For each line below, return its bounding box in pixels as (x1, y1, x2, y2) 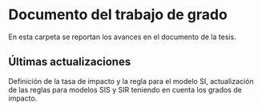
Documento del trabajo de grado (8, 6, 228, 24)
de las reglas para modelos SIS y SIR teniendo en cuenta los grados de (8, 85, 242, 94)
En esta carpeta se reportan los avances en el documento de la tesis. (8, 32, 236, 42)
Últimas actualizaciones (8, 55, 131, 69)
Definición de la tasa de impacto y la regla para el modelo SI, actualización (8, 76, 254, 85)
